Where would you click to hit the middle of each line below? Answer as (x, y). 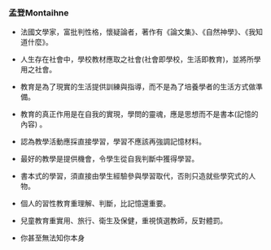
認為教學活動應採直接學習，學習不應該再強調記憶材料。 (113, 142)
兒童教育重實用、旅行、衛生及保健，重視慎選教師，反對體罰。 (124, 221)
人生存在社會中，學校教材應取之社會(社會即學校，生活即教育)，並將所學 (141, 59)
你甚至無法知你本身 (52, 238)
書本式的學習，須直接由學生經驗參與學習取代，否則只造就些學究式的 (134, 176)
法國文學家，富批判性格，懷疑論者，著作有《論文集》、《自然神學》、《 (134, 32)
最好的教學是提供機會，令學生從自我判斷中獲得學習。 (109, 159)
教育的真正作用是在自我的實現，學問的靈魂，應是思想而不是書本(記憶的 (139, 114)
